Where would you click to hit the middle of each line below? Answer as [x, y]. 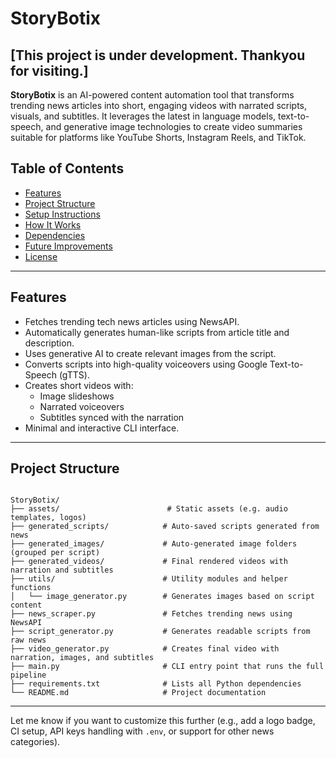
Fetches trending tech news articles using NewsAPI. [132, 321]
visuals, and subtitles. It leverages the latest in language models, [143, 116]
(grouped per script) [55, 553]
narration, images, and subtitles [82, 658]
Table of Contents [67, 168]
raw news [28, 640]
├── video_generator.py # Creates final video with [145, 649]
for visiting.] [49, 70]
